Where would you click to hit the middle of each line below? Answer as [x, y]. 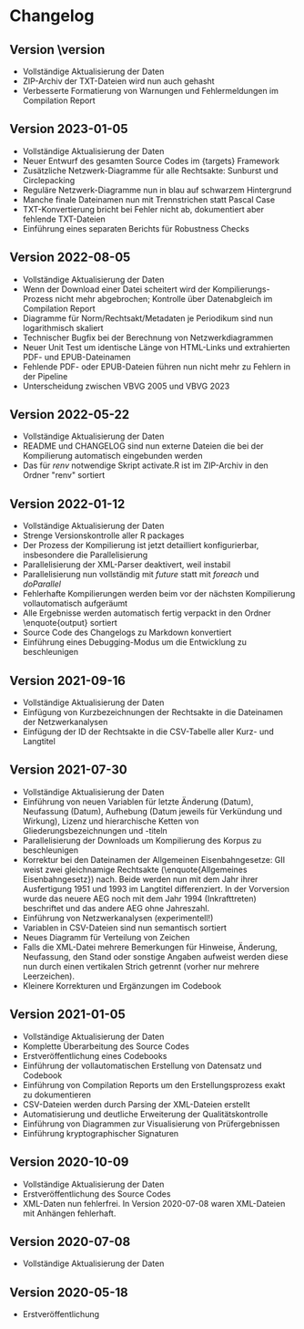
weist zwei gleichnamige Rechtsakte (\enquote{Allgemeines [135, 869]
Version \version [57, 50]
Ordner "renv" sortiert [64, 475]
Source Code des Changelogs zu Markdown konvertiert [127, 633]
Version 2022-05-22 [70, 415]
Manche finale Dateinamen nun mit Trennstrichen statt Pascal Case [149, 199]
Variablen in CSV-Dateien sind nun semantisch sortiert [125, 928]
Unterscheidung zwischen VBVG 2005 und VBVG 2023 [126, 386]
